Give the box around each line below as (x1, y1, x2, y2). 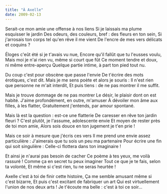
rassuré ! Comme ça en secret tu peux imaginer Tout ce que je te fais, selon (5, 158, 161, 164)
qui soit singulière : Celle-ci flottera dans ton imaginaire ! (5, 143, 121, 149)
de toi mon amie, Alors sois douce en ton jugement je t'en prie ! (5, 123, 136, 129)
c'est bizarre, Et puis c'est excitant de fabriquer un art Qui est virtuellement (5, 178, 160, 184)
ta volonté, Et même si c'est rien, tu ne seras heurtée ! (5, 163, 116, 169)
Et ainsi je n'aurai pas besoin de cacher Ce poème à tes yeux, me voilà (5, 153, 151, 159)
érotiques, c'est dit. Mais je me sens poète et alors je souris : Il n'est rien (5, 77, 154, 83)
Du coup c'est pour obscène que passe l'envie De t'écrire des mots (5, 71, 144, 77)
